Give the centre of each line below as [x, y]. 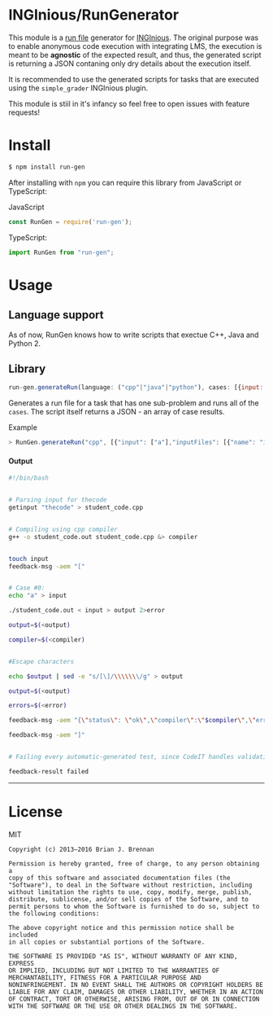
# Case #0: [27, 588]
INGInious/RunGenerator [94, 15]
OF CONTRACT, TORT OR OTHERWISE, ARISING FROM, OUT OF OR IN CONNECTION [134, 999]
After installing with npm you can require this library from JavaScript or [125, 182]
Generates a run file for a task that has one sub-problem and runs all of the [134, 403]
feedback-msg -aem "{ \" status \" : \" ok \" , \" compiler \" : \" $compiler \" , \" [132, 721]
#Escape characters [41, 661]
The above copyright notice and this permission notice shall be [121, 927]
